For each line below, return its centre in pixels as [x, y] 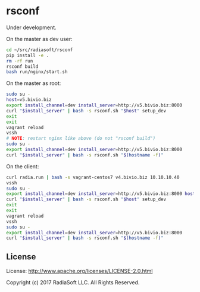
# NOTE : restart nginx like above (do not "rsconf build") [81, 139]
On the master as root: [34, 83]
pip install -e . [28, 55]
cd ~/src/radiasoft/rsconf [40, 50]
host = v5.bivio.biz [29, 100]
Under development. [31, 27]
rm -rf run [20, 61]
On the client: [23, 166]
